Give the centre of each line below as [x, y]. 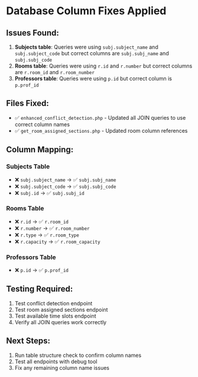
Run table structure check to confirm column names [78, 355]
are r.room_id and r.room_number [54, 72]
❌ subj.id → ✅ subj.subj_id [49, 193]
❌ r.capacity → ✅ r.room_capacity [57, 241]
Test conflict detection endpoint [53, 303]
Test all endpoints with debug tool [56, 361]
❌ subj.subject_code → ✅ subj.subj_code [65, 186]
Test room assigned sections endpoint [61, 309]
